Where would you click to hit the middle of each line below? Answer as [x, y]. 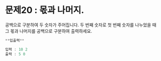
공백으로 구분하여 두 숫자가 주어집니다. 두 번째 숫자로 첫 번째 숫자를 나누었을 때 [81, 25]
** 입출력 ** [15, 40]
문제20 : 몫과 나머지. [45, 10]
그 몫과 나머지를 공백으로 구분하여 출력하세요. [49, 31]
